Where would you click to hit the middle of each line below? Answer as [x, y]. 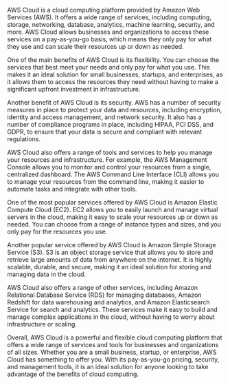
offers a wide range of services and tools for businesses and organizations [113, 345]
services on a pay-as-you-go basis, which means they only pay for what [110, 39]
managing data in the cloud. [47, 274]
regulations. [24, 139]
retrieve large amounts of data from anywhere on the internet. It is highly [110, 260]
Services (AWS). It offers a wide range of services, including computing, [109, 17]
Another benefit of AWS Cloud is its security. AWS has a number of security [114, 102]
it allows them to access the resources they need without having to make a [113, 82]
